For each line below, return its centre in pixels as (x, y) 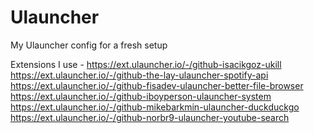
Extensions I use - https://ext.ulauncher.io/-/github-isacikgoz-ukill (146, 64)
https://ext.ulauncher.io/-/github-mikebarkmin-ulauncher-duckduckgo (155, 107)
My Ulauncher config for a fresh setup (89, 45)
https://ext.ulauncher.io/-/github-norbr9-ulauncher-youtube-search (150, 117)
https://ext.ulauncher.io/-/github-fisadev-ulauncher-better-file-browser (157, 85)
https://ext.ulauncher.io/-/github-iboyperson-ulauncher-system (141, 96)
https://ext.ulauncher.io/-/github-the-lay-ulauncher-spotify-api (139, 75)
